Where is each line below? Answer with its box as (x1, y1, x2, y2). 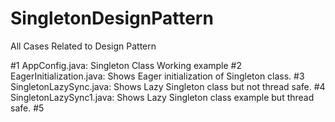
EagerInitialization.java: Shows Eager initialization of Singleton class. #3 (10, 70, 305, 82)
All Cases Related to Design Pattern (10, 40, 157, 52)
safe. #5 (10, 102, 45, 114)
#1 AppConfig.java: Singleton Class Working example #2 (10, 59, 243, 71)
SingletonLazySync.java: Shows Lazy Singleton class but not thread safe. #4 (10, 80, 326, 92)
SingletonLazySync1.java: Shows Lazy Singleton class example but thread (10, 91, 315, 103)
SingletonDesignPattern (10, 7, 214, 30)
